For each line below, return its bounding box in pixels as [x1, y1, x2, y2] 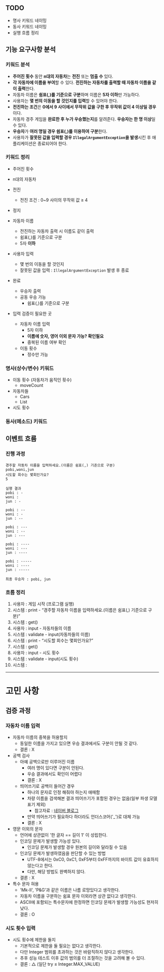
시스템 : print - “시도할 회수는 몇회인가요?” [12, 637, 93, 643]
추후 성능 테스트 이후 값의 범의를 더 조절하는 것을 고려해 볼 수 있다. [19, 955, 146, 961]
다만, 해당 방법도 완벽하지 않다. [27, 868, 86, 874]
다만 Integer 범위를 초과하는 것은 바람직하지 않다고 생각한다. [19, 949, 134, 955]
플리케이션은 [12, 140, 37, 146]
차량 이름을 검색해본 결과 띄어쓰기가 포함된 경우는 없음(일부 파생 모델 [27, 795, 158, 801]
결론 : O [19, 911, 35, 917]
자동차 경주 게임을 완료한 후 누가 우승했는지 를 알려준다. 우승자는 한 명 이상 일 [12, 116, 156, 122]
